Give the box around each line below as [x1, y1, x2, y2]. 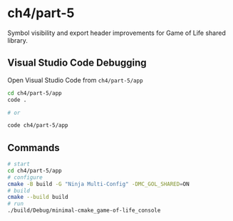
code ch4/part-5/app [7, 122, 69, 129]
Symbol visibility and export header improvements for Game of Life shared [7, 29, 226, 37]
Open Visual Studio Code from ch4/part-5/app [7, 76, 144, 84]
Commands [7, 141, 61, 154]
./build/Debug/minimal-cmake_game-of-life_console [7, 207, 161, 215]
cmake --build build [7, 194, 69, 201]
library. [7, 36, 29, 44]
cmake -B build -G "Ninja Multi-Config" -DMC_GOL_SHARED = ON [7, 180, 190, 187]
